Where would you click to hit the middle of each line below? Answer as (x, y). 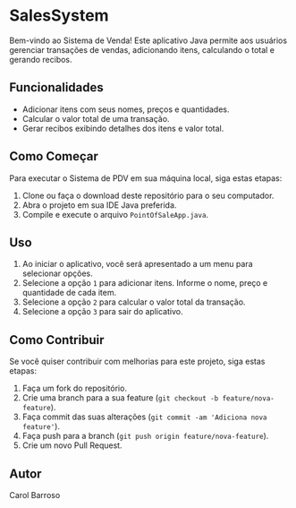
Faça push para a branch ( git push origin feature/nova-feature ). (145, 436)
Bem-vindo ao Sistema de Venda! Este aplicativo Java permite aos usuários (148, 40)
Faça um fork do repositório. (75, 388)
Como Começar (54, 156)
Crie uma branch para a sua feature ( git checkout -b (120, 398)
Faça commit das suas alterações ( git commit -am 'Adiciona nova (144, 417)
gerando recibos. (41, 59)
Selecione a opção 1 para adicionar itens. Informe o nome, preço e (145, 283)
